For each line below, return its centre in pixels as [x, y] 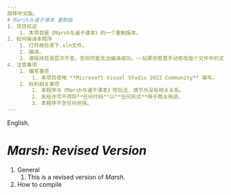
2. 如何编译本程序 [30, 39]
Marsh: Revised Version [77, 151]
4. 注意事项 [22, 65]
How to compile [39, 184]
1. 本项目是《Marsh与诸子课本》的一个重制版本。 [80, 33]
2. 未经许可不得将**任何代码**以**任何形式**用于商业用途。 [108, 97]
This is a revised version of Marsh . [76, 177]
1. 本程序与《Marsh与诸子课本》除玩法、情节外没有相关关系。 [108, 90]
